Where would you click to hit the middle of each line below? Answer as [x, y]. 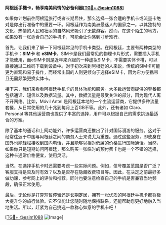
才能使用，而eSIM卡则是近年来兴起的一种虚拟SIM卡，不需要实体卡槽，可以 [81, 60]
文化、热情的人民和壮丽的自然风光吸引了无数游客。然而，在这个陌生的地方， [83, 31]
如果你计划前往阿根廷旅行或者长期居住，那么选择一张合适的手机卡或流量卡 [81, 18]
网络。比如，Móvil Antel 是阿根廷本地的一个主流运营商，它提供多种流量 [86, 101]
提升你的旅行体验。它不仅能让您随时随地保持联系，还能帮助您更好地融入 [83, 201]
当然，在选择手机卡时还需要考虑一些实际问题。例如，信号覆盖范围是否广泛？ [83, 166]
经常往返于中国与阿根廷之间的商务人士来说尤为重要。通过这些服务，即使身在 [83, 137]
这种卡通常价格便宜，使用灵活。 [38, 155]
